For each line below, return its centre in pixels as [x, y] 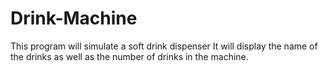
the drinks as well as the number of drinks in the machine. [129, 56]
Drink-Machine [74, 18]
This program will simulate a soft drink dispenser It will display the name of [164, 46]
